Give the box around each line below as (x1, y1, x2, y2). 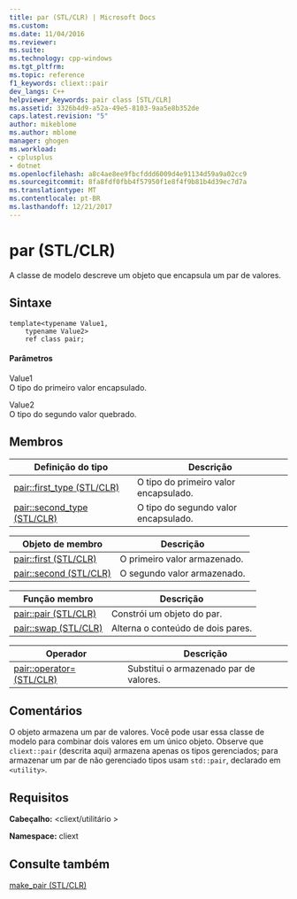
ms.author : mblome (9, 128, 77, 137)
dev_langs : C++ (9, 87, 65, 96)
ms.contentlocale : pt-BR (9, 194, 101, 204)
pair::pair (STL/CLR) (13, 608, 97, 620)
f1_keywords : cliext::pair (9, 79, 109, 88)
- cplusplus (9, 152, 53, 162)
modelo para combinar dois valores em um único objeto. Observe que (9, 736, 263, 747)
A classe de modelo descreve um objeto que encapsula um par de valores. (9, 269, 281, 280)
